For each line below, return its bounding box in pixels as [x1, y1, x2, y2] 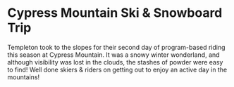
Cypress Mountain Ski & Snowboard [7, 5, 223, 21]
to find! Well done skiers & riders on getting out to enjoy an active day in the [7, 65, 228, 74]
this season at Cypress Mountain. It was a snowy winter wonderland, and [7, 51, 220, 59]
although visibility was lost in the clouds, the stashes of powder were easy [7, 58, 223, 66]
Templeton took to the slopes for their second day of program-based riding [7, 43, 226, 51]
